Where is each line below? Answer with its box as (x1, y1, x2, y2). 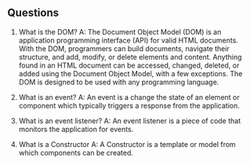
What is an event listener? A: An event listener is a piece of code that (18, 115, 241, 125)
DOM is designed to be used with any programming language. (18, 77, 219, 86)
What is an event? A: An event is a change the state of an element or (18, 92, 240, 101)
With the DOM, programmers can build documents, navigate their (18, 43, 230, 53)
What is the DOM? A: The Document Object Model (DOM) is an (18, 27, 222, 36)
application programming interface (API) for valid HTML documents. (18, 35, 238, 45)
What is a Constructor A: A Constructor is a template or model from (18, 139, 236, 148)
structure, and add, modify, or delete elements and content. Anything (18, 52, 242, 61)
